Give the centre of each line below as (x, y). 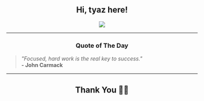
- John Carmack (42, 65)
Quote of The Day (102, 45)
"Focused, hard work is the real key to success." (82, 59)
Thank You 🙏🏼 (102, 90)
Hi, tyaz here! (102, 10)
